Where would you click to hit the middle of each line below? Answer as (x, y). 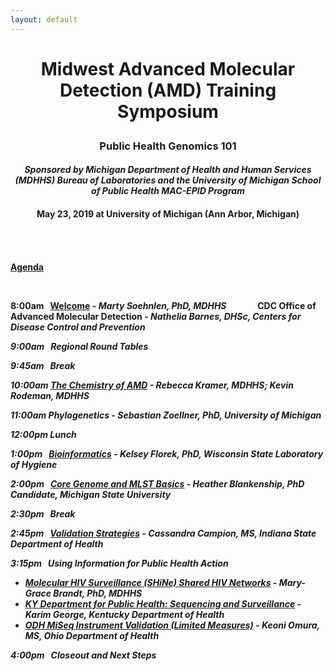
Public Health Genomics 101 (168, 146)
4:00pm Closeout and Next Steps (83, 655)
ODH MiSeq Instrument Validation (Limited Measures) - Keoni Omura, (172, 625)
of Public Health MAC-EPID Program (168, 191)
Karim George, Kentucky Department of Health (124, 614)
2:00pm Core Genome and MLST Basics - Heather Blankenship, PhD (157, 483)
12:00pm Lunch (43, 434)
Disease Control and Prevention (78, 327)
